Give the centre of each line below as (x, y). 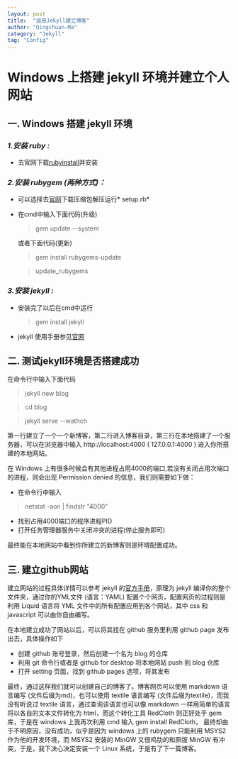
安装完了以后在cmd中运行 (55, 308)
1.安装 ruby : (29, 145)
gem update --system (67, 228)
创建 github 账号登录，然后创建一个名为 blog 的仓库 (93, 654)
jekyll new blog (47, 394)
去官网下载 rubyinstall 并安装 (57, 162)
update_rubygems (62, 271)
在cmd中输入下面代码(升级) (57, 214)
